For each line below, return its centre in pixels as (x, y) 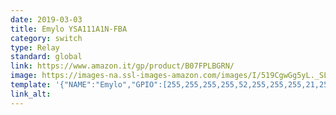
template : (31, 85)
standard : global (46, 57)
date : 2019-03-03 (46, 19)
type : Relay (35, 47)
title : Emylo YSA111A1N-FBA (69, 29)
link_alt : (31, 94)
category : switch (46, 38)
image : (24, 76)
